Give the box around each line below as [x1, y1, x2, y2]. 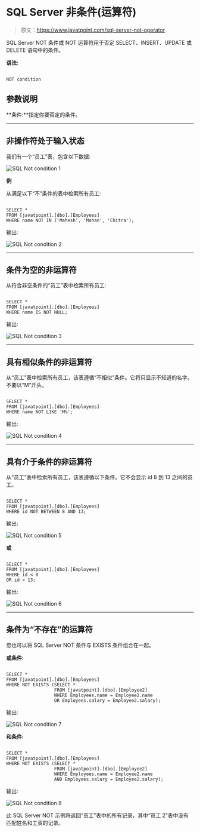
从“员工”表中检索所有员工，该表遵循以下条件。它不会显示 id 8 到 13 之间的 [6, 474, 187, 481]
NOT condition [6, 76, 42, 82]
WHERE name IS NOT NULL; [6, 309, 68, 315]
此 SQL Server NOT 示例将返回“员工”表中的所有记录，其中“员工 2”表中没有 [6, 812, 189, 819]
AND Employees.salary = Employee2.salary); [54, 776, 164, 782]
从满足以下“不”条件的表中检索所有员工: [6, 189, 101, 197]
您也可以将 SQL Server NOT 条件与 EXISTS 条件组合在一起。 [6, 641, 155, 649]
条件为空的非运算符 [6, 265, 77, 275]
